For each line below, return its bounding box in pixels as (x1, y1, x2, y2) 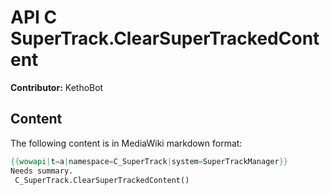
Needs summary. (10, 166, 74, 176)
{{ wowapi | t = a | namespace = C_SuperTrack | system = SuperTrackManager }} (10, 156, 288, 166)
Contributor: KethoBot (10, 81, 104, 93)
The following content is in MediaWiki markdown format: (10, 137, 243, 149)
